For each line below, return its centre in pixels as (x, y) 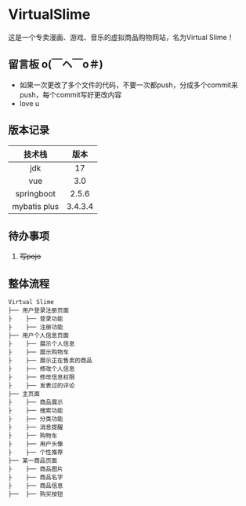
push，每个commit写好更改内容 (71, 94)
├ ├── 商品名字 (36, 478)
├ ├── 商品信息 (36, 486)
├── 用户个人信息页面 (38, 335)
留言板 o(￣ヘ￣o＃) (56, 64)
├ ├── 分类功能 (36, 419)
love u (29, 103)
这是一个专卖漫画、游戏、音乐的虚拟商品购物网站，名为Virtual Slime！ (121, 37)
